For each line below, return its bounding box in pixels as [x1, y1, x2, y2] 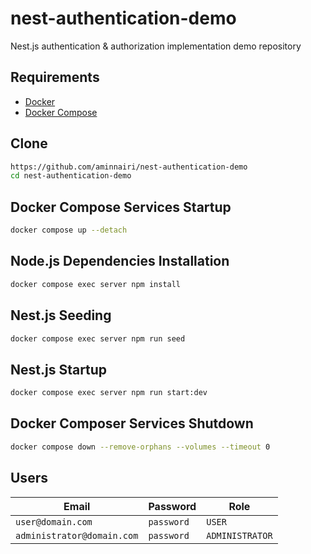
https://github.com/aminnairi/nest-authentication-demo [10, 162, 248, 172]
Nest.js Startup [10, 361, 108, 378]
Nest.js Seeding [10, 307, 112, 324]
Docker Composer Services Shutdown [10, 415, 254, 432]
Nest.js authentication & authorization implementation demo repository [10, 40, 302, 52]
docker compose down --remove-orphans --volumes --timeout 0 [10, 442, 271, 452]
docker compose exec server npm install [10, 279, 182, 289]
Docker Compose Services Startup [10, 198, 232, 216]
